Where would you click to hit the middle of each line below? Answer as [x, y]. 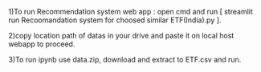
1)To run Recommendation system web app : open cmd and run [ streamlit [130, 12]
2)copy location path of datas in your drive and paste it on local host [121, 36]
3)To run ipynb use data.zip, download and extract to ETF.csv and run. [125, 60]
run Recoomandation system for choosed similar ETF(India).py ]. [115, 20]
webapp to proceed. [42, 44]
